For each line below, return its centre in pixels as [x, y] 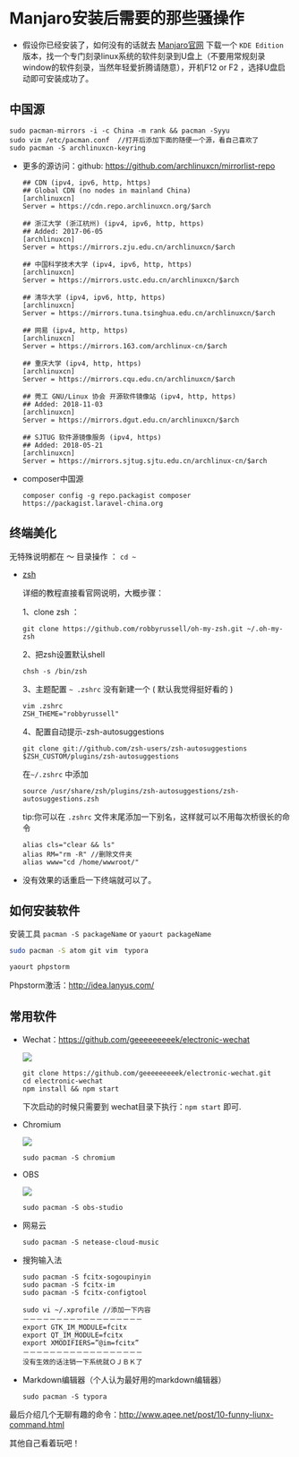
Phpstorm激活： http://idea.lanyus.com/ [82, 985]
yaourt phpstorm [39, 967]
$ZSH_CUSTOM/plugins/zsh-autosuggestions [100, 756]
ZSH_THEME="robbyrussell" [70, 714]
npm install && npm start [70, 1089]
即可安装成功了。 [62, 78]
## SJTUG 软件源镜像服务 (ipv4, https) [92, 437]
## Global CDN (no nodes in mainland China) [107, 190]
